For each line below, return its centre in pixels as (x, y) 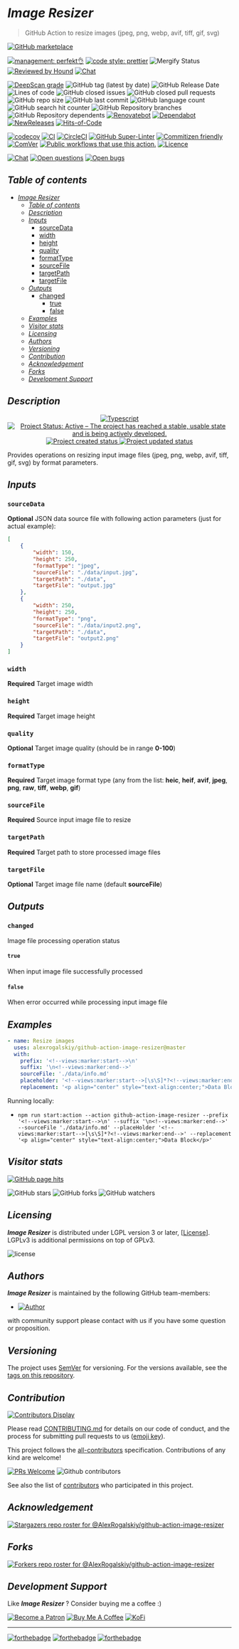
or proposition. (29, 1328)
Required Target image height (51, 716)
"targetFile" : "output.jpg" (74, 586)
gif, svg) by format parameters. (53, 462)
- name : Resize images (41, 1040)
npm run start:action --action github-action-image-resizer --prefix (123, 1115)
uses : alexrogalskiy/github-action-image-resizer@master (100, 1048)
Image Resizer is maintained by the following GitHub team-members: (109, 1293)
